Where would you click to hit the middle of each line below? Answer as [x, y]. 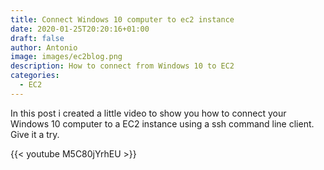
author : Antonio [44, 47]
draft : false [37, 38]
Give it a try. [35, 134]
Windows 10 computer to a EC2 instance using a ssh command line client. [162, 123]
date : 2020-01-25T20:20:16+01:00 [80, 29]
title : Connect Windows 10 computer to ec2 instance [122, 19]
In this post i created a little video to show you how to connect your [148, 113]
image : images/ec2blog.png [66, 57]
